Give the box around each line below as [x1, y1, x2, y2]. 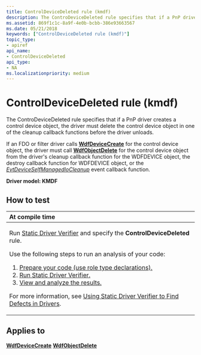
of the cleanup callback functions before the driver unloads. [6, 129, 154, 136]
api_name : [6, 48, 31, 54]
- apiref [6, 43, 28, 49]
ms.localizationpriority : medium [6, 70, 90, 76]
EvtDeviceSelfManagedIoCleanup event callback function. [6, 166, 151, 173]
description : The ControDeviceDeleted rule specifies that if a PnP [6, 14, 181, 20]
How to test [6, 195, 50, 205]
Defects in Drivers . [9, 300, 62, 308]
